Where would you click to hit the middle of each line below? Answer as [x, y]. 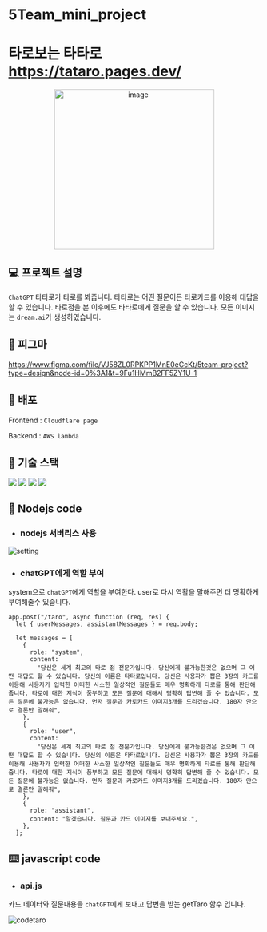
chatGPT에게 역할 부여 [62, 573]
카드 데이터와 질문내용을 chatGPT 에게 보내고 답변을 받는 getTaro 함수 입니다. [127, 904]
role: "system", [56, 652]
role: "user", [53, 732]
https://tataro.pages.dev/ [95, 72]
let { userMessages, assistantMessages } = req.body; [107, 624]
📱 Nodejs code [45, 508]
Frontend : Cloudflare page [53, 420]
